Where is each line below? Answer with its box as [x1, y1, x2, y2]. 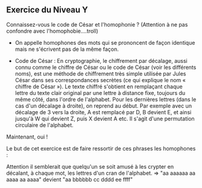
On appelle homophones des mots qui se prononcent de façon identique [14, 39, 195, 46]
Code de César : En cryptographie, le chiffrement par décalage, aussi [14, 57, 188, 64]
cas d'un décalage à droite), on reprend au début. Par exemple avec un [14, 102, 192, 109]
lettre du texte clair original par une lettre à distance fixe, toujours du [14, 89, 186, 96]
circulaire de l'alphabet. [14, 121, 74, 129]
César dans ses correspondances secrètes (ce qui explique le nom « [14, 76, 186, 83]
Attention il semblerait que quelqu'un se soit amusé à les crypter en [6, 163, 174, 170]
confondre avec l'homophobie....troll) [6, 27, 98, 34]
